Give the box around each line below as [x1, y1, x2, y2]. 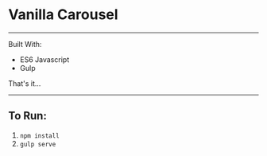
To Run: [8, 109, 48, 123]
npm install [19, 131, 60, 140]
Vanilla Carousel [8, 6, 118, 24]
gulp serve [19, 140, 56, 148]
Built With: [8, 39, 42, 49]
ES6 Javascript [19, 54, 70, 64]
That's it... [8, 78, 41, 88]
